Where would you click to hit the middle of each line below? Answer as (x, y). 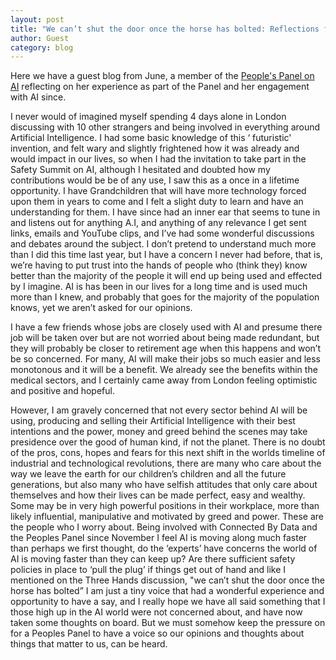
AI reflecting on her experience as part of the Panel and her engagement (160, 87)
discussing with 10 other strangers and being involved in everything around (165, 127)
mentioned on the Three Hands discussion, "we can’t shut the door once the (168, 580)
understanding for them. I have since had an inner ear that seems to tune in (165, 212)
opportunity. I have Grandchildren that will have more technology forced (158, 191)
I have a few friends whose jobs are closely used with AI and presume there (166, 327)
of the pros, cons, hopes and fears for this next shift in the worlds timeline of (168, 453)
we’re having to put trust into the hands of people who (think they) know (159, 265)
